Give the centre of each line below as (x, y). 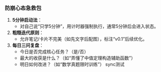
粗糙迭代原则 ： (28, 33)
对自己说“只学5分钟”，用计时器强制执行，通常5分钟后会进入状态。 (89, 26)
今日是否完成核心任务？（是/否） (54, 52)
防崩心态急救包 (23, 8)
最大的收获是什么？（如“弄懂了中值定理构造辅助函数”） (77, 58)
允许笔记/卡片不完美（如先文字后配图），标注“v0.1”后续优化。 (83, 39)
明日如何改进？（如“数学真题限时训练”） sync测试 (72, 64)
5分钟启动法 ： (27, 20)
